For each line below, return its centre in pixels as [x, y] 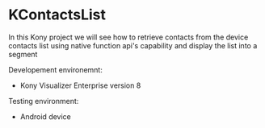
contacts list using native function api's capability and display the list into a [133, 45]
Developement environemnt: [55, 69]
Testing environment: [44, 101]
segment [23, 54]
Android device [45, 116]
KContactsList [57, 15]
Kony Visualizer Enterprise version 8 [80, 85]
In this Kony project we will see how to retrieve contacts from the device [128, 37]
